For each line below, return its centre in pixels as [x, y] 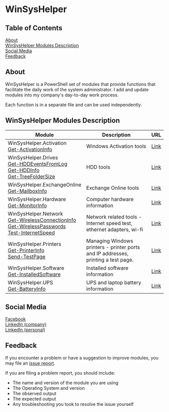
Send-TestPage [27, 257]
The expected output [34, 399]
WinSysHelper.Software [36, 268]
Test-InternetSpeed [31, 233]
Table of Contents [34, 28]
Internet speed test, [109, 223]
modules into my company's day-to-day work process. [62, 95]
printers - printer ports [113, 247]
